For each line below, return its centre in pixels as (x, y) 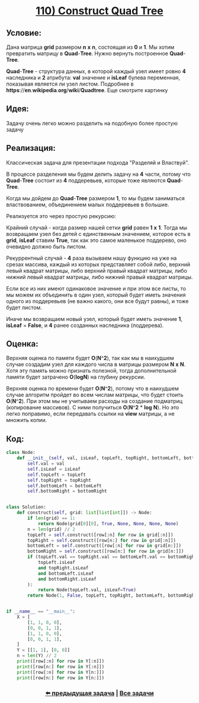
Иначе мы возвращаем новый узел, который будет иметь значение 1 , (94, 319)
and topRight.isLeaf (63, 568)
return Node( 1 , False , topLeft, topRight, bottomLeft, (97, 595)
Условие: (24, 33)
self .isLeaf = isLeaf (54, 469)
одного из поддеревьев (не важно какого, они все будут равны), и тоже (97, 301)
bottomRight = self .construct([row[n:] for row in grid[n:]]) (106, 551)
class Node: (21, 453)
